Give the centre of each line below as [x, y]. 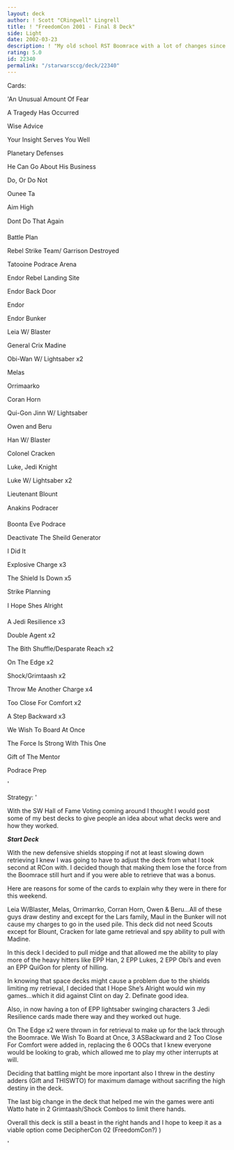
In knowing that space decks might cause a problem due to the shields [109, 981]
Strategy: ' [22, 797]
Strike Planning [29, 591]
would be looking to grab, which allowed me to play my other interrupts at [113, 1052]
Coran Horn [24, 399]
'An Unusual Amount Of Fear [48, 99]
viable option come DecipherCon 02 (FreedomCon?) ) [84, 1130]
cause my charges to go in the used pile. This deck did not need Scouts [110, 924]
